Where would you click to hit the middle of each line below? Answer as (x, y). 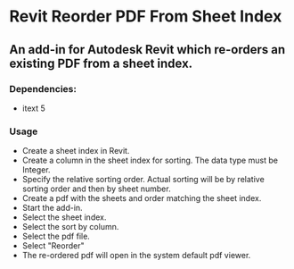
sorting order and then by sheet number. (96, 189)
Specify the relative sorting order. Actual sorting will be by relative (143, 180)
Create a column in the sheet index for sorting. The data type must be (150, 160)
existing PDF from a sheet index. (101, 63)
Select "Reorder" (53, 246)
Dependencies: (43, 88)
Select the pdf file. (56, 236)
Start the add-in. (52, 208)
